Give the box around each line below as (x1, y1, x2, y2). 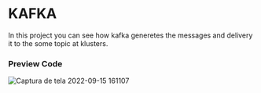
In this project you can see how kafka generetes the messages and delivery (8, 30, 253, 40)
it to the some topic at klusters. (8, 38, 108, 48)
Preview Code (8, 58, 63, 69)
